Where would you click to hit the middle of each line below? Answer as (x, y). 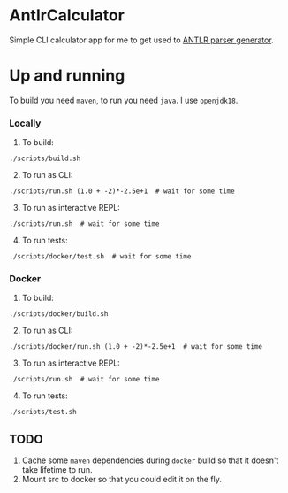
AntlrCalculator (67, 15)
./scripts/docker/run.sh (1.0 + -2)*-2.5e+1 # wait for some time (136, 347)
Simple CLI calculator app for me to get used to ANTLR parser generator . (141, 40)
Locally (25, 123)
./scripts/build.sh (45, 159)
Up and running (67, 76)
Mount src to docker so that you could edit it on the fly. (122, 480)
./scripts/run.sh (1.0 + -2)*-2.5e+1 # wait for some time (122, 191)
